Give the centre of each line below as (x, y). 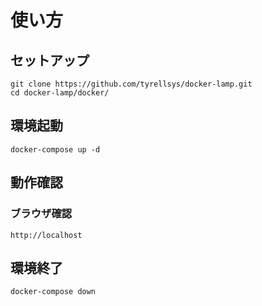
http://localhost (46, 235)
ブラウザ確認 (41, 214)
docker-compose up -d (55, 149)
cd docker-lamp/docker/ (60, 93)
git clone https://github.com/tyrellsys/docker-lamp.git (131, 84)
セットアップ (50, 60)
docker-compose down (53, 292)
